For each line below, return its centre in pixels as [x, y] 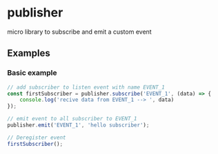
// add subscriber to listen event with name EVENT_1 [86, 87]
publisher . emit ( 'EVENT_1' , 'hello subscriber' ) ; [78, 125]
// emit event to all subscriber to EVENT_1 [72, 119]
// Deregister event [37, 137]
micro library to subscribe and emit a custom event [79, 32]
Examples [29, 53]
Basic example [32, 73]
